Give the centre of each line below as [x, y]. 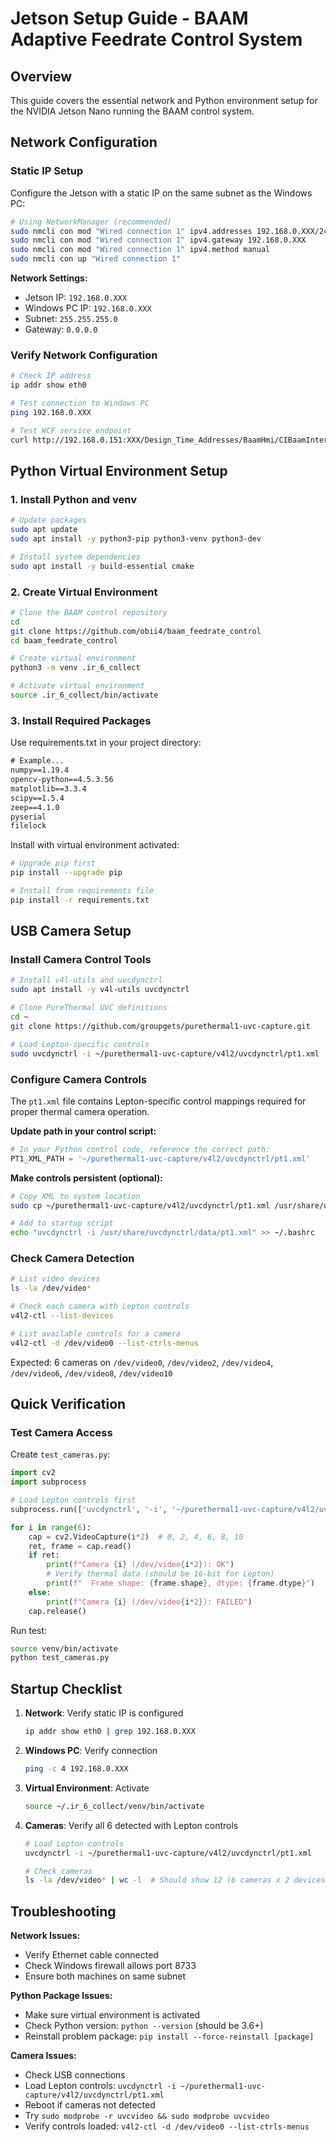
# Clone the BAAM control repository [89, 612]
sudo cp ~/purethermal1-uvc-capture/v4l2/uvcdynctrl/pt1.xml [140, 1205]
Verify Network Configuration [84, 355]
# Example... [37, 761]
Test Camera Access [61, 1432]
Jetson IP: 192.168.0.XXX [76, 298]
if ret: [44, 1555]
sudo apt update [44, 530]
